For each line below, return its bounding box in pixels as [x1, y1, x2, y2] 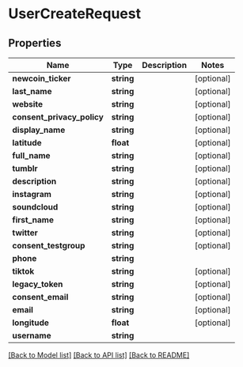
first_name [12, 214, 54, 225]
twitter [12, 227, 38, 238]
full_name [12, 150, 51, 161]
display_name [12, 124, 66, 135]
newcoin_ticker [12, 73, 71, 84]
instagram [12, 189, 51, 199]
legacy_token [12, 278, 63, 289]
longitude [12, 317, 49, 328]
